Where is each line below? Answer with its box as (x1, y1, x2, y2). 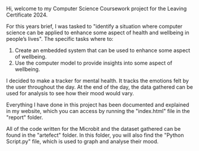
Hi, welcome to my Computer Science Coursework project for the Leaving (6, 5, 187, 12)
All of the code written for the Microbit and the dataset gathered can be (6, 126, 181, 132)
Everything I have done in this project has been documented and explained (6, 101, 189, 108)
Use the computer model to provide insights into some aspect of (14, 59, 172, 66)
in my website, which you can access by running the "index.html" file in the (6, 108, 190, 114)
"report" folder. (6, 114, 43, 121)
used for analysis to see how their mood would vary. (6, 90, 134, 97)
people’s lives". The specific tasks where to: (6, 36, 114, 42)
